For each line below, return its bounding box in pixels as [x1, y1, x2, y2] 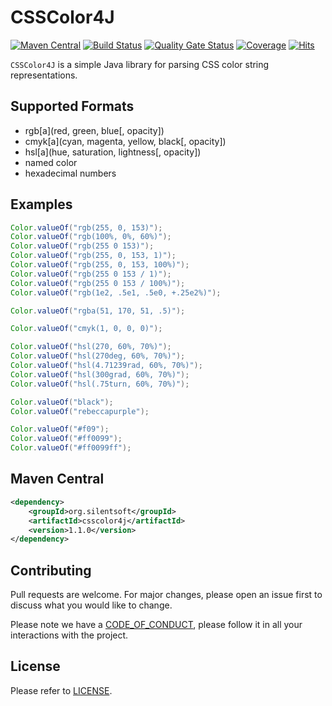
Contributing [10, 562, 92, 579]
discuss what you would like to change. [10, 599, 173, 611]
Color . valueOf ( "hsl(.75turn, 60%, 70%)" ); [10, 379, 190, 389]
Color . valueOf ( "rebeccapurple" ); [10, 406, 150, 416]
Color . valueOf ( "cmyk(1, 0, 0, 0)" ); [10, 324, 163, 334]
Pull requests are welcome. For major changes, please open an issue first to [10, 589, 323, 601]
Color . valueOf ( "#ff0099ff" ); [10, 443, 132, 453]
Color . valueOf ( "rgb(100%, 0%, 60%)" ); [10, 232, 172, 242]
